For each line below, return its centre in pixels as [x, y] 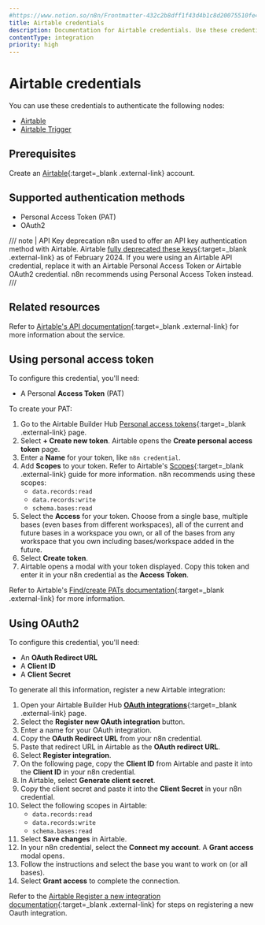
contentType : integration [51, 37]
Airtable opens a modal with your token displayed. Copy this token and [135, 567]
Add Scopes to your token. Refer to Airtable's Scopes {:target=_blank [132, 466]
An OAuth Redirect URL [59, 658]
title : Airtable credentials [57, 23]
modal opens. [42, 856]
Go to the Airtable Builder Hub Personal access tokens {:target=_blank [133, 424]
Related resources [55, 307]
